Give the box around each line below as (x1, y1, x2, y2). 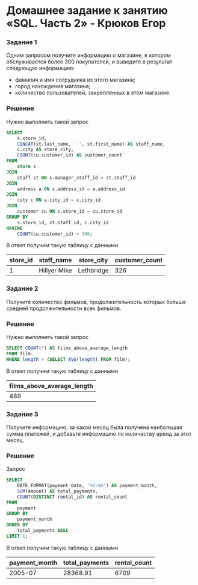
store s (17, 164, 36, 170)
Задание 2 (6, 285, 39, 293)
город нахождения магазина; (14, 83, 91, 90)
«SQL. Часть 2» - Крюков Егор (6, 16, 166, 30)
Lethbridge (78, 267, 110, 275)
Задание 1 (6, 38, 37, 47)
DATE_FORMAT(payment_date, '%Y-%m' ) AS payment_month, (17, 483, 158, 489)
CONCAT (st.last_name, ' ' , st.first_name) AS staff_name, (17, 141, 166, 147)
